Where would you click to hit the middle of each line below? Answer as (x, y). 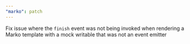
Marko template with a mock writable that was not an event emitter (86, 34)
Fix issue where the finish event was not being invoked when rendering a (95, 28)
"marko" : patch (24, 11)
